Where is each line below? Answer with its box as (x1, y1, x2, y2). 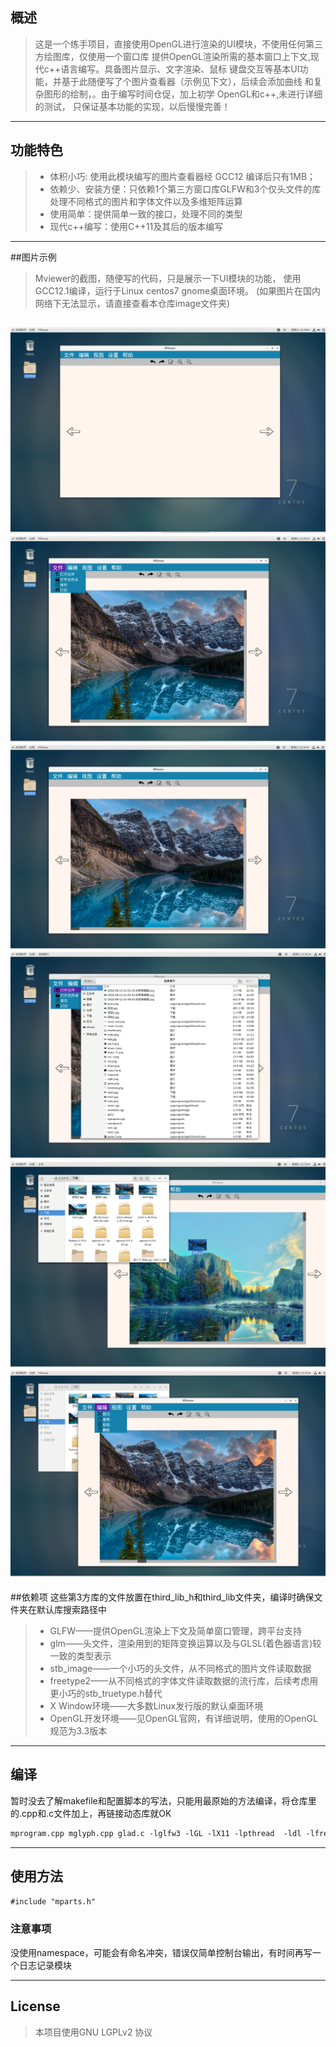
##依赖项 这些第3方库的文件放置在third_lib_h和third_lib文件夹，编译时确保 (10, 1591, 315, 1603)
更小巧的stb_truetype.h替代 (49, 1688, 163, 1700)
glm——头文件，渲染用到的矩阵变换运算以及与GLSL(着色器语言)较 (49, 1638, 322, 1650)
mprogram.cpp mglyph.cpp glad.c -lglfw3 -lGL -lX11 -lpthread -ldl (10, 1828, 302, 1838)
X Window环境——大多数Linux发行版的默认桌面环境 (49, 1700, 264, 1712)
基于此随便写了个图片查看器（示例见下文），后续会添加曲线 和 (61, 75, 314, 87)
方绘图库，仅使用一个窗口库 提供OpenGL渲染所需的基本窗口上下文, (34, 50, 311, 62)
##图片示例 (10, 251, 57, 263)
